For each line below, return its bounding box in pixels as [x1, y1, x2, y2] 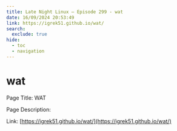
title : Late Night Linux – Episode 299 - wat [6, 8, 123, 15]
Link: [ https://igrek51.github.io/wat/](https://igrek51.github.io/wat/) [6, 117, 172, 124]
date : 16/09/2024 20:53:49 [6, 14, 75, 21]
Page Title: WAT [6, 94, 47, 101]
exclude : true [12, 31, 47, 37]
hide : [6, 37, 20, 43]
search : [6, 25, 26, 32]
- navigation [12, 48, 45, 54]
